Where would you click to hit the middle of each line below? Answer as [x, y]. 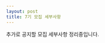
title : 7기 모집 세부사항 [34, 17]
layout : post [22, 11]
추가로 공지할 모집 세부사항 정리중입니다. [52, 34]
